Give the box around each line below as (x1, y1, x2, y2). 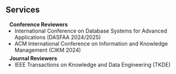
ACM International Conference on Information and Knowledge (14, 40, 168, 47)
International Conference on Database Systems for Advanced (14, 27, 168, 34)
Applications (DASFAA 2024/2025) (14, 33, 101, 41)
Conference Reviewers (9, 20, 68, 28)
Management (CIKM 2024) (14, 46, 81, 54)
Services (5, 5, 40, 15)
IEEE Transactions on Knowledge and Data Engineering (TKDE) (14, 61, 171, 68)
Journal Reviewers (9, 54, 58, 62)
